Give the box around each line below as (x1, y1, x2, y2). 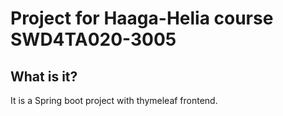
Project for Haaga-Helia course (10, 7, 274, 30)
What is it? (10, 68, 78, 85)
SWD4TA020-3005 (10, 28, 177, 51)
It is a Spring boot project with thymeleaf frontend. (10, 95, 218, 106)
